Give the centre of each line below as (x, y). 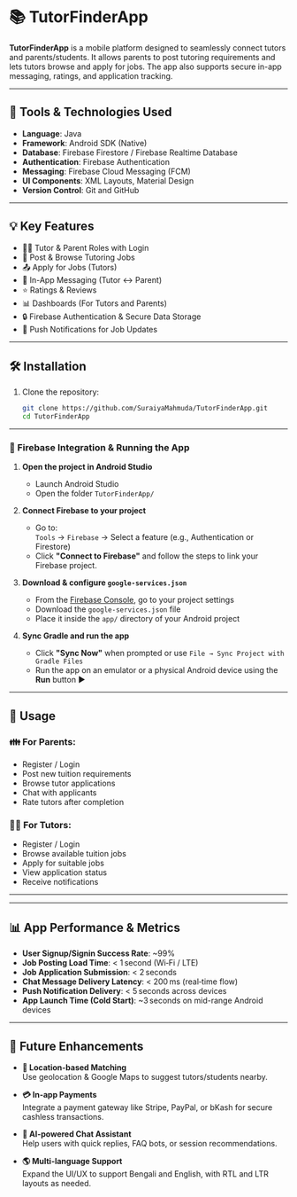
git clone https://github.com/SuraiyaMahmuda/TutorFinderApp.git (145, 409)
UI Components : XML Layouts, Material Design (108, 180)
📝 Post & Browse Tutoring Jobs (78, 257)
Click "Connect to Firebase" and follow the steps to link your (147, 556)
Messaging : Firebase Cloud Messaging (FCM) (107, 171)
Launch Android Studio (77, 484)
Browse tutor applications (69, 783)
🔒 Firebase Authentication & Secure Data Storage (111, 317)
